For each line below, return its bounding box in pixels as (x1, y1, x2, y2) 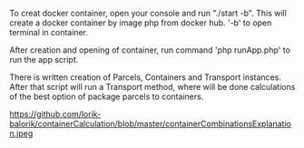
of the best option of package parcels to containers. (9, 91, 204, 102)
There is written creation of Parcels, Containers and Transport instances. (9, 72, 281, 83)
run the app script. (9, 54, 79, 64)
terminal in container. (9, 27, 89, 37)
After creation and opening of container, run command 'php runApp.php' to (9, 44, 290, 55)
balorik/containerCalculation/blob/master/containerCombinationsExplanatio (9, 118, 292, 129)
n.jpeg (9, 128, 34, 139)
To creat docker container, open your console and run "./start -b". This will (9, 8, 288, 18)
